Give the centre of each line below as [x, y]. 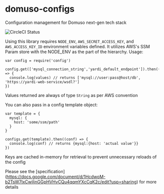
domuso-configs [40, 9]
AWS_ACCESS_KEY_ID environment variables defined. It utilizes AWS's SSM [78, 46]
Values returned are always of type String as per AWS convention [72, 95]
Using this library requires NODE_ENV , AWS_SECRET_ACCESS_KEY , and [70, 41]
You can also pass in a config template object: [51, 105]
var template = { [23, 114]
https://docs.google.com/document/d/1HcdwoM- [56, 176]
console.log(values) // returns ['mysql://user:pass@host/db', [75, 78]
